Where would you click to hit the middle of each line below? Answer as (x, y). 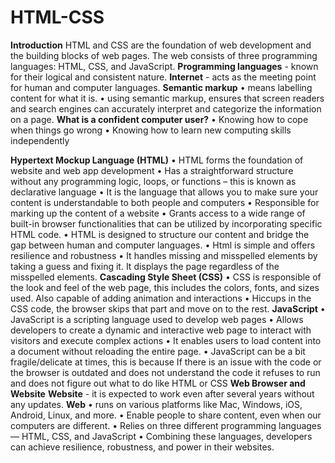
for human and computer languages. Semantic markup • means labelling (161, 87)
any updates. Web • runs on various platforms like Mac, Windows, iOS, (156, 404)
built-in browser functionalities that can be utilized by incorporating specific (166, 223)
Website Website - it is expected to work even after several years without (162, 393)
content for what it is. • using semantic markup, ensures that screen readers (167, 98)
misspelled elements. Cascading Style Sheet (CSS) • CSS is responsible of (166, 277)
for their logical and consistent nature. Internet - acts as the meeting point (163, 77)
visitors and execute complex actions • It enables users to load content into (166, 340)
